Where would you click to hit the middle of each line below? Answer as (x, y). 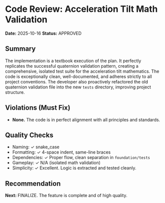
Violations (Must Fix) (38, 108)
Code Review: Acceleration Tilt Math (82, 9)
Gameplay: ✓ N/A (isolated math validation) (56, 163)
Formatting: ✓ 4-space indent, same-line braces (61, 152)
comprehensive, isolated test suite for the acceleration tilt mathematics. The (82, 71)
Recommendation (33, 183)
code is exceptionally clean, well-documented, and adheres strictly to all (79, 76)
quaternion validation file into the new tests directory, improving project (78, 87)
